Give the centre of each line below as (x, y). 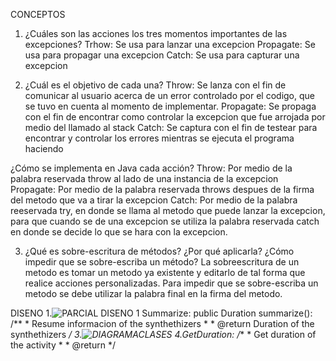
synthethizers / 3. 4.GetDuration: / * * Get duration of (163, 334)
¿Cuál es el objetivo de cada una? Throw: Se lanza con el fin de (155, 85)
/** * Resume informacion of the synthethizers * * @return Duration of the (162, 323)
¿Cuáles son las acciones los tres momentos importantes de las (156, 33)
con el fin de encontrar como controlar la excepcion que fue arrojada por (175, 117)
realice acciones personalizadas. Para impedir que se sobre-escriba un (171, 283)
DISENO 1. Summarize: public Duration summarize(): (161, 313)
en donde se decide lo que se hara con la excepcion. (119, 232)
